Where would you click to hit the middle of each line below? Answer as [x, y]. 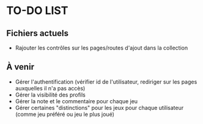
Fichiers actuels [38, 33]
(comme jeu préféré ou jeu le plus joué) [65, 114]
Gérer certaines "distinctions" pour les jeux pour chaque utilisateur [99, 108]
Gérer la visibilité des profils [50, 95]
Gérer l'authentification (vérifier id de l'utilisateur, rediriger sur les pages [106, 82]
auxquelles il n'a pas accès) [50, 88]
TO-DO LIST [37, 11]
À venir [20, 67]
